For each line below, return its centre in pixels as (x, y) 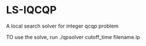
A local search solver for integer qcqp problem (62, 26)
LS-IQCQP (31, 10)
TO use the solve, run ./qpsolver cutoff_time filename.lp (73, 37)
